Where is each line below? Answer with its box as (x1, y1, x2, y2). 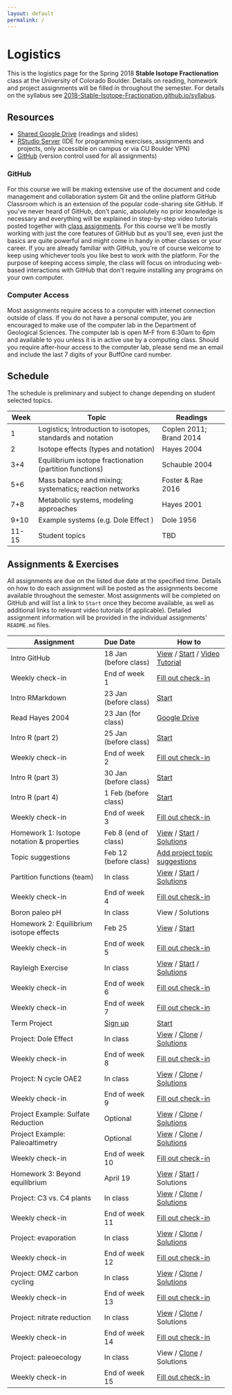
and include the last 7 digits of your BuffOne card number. (7, 350, 173, 359)
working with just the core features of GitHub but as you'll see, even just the (7, 229, 223, 237)
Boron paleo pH (10, 908, 61, 917)
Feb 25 (104, 924, 128, 933)
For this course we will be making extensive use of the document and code (7, 185, 221, 193)
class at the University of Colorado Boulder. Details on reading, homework (7, 77, 218, 85)
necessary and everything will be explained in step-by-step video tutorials (7, 214, 218, 222)
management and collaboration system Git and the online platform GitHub (7, 192, 217, 201)
